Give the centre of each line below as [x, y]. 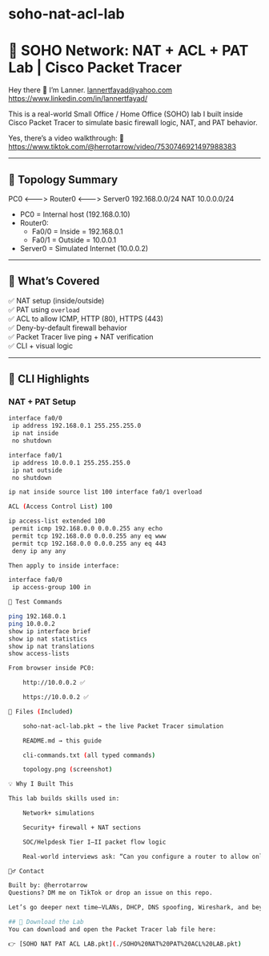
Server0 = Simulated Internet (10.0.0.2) [84, 248]
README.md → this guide [62, 740]
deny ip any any [39, 551]
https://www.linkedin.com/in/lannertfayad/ [78, 99]
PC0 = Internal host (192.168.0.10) [75, 214]
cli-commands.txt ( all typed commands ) [89, 755]
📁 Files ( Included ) [41, 711]
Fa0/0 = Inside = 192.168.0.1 [78, 231]
